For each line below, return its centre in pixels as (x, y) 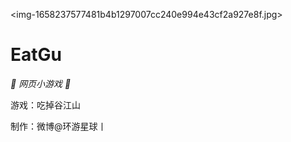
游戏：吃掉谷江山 (45, 105)
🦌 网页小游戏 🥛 (41, 83)
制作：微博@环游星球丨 (58, 126)
